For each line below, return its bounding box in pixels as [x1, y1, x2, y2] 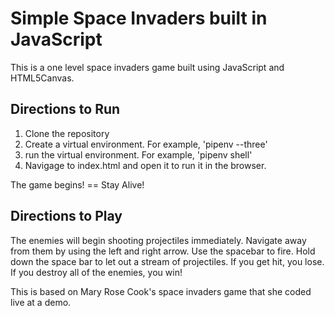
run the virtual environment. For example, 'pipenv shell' [24, 148, 253, 161]
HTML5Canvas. [10, 72, 75, 84]
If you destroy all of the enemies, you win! [10, 266, 183, 278]
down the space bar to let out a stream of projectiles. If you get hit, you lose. [10, 255, 325, 267]
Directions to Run [10, 101, 121, 118]
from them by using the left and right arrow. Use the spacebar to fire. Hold [10, 245, 316, 257]
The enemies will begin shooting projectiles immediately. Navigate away [10, 234, 307, 246]
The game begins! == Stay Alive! [10, 178, 145, 191]
